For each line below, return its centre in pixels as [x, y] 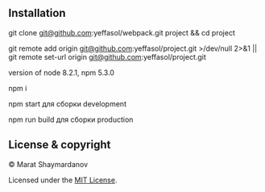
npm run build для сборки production [71, 119]
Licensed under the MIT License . [63, 180]
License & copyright [60, 145]
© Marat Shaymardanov [48, 164]
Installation [37, 13]
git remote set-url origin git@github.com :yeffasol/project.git [108, 56]
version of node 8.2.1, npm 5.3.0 [62, 73]
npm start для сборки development [68, 103]
